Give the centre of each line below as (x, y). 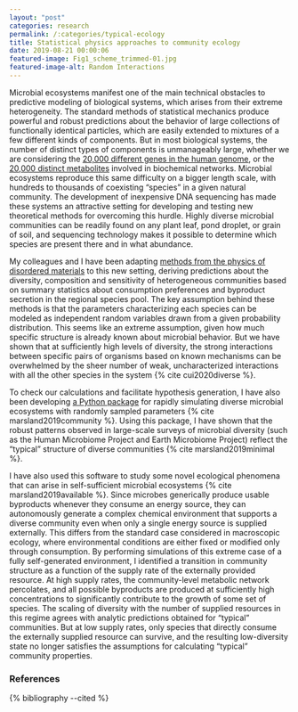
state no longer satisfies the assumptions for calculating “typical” (129, 646)
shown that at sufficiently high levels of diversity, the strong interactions (141, 346)
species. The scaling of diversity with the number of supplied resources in (145, 608)
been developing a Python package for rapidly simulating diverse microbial (146, 401)
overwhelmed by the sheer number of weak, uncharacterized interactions (144, 365)
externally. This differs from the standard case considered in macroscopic (145, 532)
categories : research (49, 26)
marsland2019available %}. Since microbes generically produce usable (139, 495)
